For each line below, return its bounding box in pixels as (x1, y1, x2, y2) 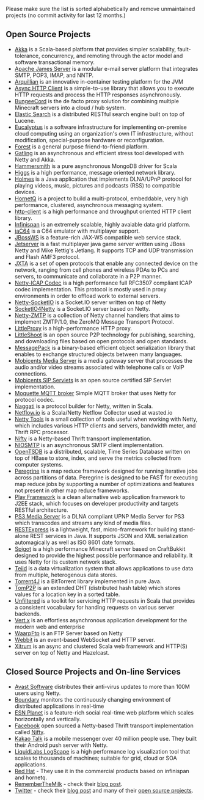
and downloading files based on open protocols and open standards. (14, 337, 189, 344)
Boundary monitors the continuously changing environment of (14, 696, 172, 703)
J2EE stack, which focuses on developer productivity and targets (14, 500, 179, 507)
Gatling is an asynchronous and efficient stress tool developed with (14, 149, 184, 156)
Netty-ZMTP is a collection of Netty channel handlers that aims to (14, 311, 180, 319)
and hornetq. (14, 774, 48, 781)
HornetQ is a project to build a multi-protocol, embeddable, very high (14, 195, 189, 202)
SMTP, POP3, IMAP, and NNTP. (14, 71, 94, 79)
